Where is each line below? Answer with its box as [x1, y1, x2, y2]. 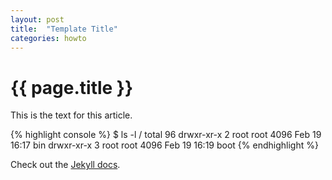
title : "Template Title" [10, 24, 118, 34]
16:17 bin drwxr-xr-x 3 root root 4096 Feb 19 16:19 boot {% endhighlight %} [10, 139, 319, 151]
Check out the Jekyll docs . [10, 159, 121, 171]
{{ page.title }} [10, 76, 134, 99]
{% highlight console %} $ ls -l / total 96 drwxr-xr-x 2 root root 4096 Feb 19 [10, 129, 322, 141]
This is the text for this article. [10, 109, 133, 121]
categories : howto [10, 33, 87, 43]
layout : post [10, 14, 65, 25]
